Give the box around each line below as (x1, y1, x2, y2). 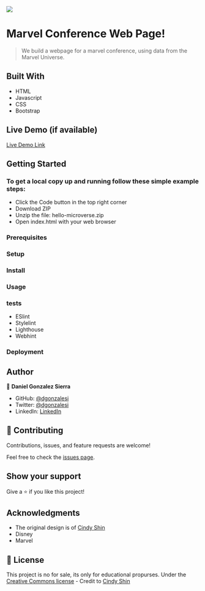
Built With (6, 71, 45, 82)
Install (6, 266, 26, 275)
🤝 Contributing (6, 425, 64, 436)
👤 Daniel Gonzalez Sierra (6, 382, 71, 390)
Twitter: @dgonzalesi (15, 401, 69, 408)
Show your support (6, 471, 81, 481)
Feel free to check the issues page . (6, 453, 95, 461)
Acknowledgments (6, 508, 81, 518)
